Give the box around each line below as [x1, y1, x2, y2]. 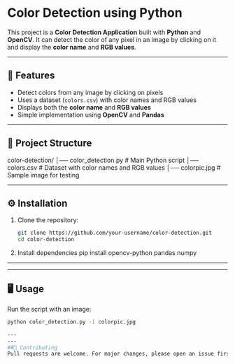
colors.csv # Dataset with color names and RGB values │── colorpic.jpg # [7, 163, 221, 172]
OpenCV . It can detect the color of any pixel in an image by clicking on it [7, 35, 217, 43]
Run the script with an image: [7, 305, 92, 313]
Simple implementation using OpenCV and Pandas [17, 110, 164, 119]
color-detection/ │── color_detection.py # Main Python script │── [7, 156, 199, 164]
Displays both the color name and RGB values [17, 103, 152, 111]
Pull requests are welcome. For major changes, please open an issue [7, 351, 215, 358]
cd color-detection [17, 236, 75, 243]
